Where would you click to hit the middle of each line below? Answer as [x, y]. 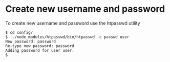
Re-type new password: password [40, 46]
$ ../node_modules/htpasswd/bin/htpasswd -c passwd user [67, 37]
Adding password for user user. [40, 50]
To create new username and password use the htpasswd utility [73, 23]
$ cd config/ [19, 32]
